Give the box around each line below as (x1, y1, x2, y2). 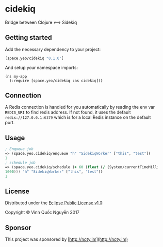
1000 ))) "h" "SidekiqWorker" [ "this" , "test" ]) (5, 169, 103, 174)
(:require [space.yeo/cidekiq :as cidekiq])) (9, 78, 103, 83)
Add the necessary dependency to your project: (5, 46, 101, 52)
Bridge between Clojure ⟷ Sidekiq (5, 19, 77, 25)
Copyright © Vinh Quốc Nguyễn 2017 (5, 210, 80, 215)
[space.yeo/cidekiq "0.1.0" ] (5, 56, 64, 61)
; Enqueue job (5, 147, 34, 151)
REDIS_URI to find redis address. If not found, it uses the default (5, 109, 131, 115)
